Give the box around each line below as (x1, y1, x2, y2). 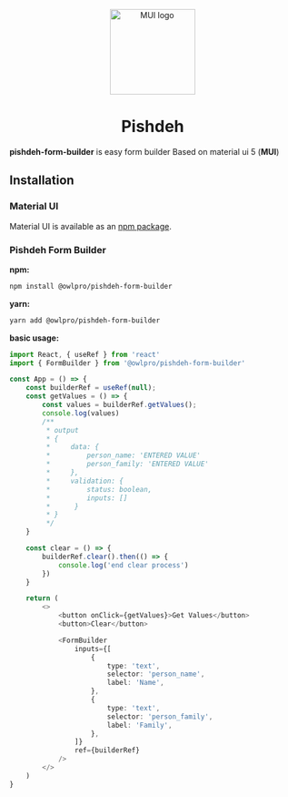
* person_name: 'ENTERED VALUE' (45, 451, 202, 460)
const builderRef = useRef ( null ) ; (25, 383, 156, 393)
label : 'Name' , (106, 679, 165, 688)
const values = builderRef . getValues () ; (42, 401, 197, 410)
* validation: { (45, 476, 124, 485)
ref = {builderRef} (74, 746, 141, 755)
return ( (25, 594, 59, 603)
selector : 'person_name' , (106, 669, 205, 679)
